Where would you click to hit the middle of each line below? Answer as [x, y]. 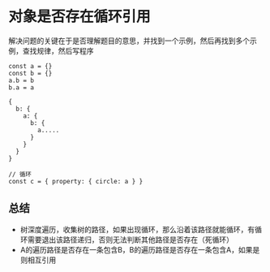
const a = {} [30, 66]
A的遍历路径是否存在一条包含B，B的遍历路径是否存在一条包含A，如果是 [140, 249]
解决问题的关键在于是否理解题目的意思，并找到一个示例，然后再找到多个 [129, 41]
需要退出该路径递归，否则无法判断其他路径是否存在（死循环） [130, 240]
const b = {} [30, 73]
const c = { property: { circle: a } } [76, 181]
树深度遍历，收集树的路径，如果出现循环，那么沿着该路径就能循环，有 [137, 229]
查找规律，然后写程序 [58, 50]
